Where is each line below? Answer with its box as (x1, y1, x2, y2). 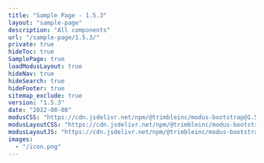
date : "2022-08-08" (8, 107, 72, 114)
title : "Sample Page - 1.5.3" (8, 11, 108, 20)
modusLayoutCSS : (8, 121, 61, 129)
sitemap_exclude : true (8, 92, 82, 100)
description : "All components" (8, 26, 111, 34)
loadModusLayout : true (8, 63, 82, 71)
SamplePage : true (8, 56, 65, 63)
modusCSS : (8, 114, 41, 121)
